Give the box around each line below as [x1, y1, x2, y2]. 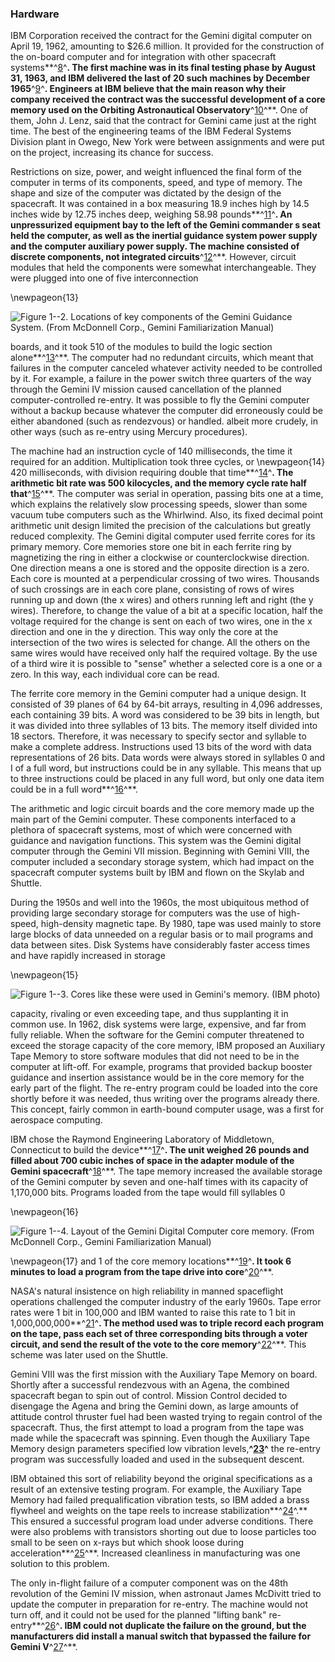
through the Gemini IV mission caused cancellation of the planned [10, 383, 282, 396]
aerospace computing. [10, 1114, 103, 1126]
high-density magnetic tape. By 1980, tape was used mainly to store [40, 918, 322, 930]
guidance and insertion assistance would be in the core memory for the [10, 1072, 305, 1084]
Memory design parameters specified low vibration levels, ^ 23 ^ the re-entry [10, 1443, 321, 1455]
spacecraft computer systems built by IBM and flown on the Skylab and [10, 867, 305, 879]
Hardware [10, 7, 60, 21]
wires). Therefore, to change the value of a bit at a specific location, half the [10, 605, 323, 617]
